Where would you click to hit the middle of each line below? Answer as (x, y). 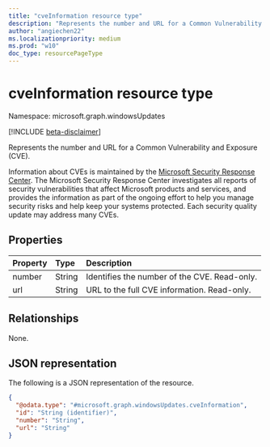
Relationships (44, 319)
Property (30, 262)
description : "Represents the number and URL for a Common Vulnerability (135, 23)
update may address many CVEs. (64, 215)
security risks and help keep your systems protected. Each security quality (133, 206)
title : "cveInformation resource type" (76, 16)
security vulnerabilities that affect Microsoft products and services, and (127, 189)
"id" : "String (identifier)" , (66, 413)
